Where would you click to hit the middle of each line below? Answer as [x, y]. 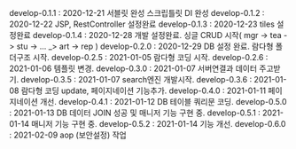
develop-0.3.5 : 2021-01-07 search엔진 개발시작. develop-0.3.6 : [136, 79]
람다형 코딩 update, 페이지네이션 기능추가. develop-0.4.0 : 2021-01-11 [144, 90]
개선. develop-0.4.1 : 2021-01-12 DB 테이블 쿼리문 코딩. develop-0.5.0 [163, 102]
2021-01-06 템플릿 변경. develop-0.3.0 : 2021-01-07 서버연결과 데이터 [133, 68]
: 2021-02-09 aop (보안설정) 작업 [68, 135]
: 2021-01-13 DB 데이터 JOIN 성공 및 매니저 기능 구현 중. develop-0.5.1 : [135, 113]
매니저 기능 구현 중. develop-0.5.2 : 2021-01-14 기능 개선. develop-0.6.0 [158, 124]
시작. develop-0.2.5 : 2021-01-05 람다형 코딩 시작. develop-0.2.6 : [150, 57]
